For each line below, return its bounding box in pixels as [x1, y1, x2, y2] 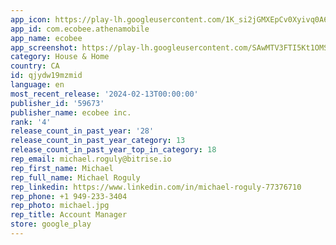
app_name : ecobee [10, 33, 83, 43]
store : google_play [10, 219, 92, 230]
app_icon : [10, 14, 52, 25]
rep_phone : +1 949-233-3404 [10, 191, 128, 201]
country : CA [10, 61, 60, 71]
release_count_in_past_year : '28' [10, 126, 155, 136]
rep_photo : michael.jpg [10, 201, 110, 211]
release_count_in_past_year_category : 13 [10, 136, 186, 146]
